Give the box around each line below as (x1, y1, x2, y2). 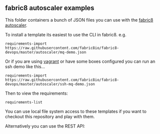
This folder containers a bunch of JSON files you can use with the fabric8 (5, 17, 154, 23)
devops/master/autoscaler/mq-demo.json (5, 50, 87, 54)
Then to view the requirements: (5, 90, 69, 96)
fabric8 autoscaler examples (5, 4, 94, 12)
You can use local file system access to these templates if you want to (5, 108, 147, 114)
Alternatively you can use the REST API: (5, 123, 86, 129)
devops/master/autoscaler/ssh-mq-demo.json (5, 81, 95, 86)
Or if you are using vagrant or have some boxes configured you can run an (5, 58, 156, 64)
